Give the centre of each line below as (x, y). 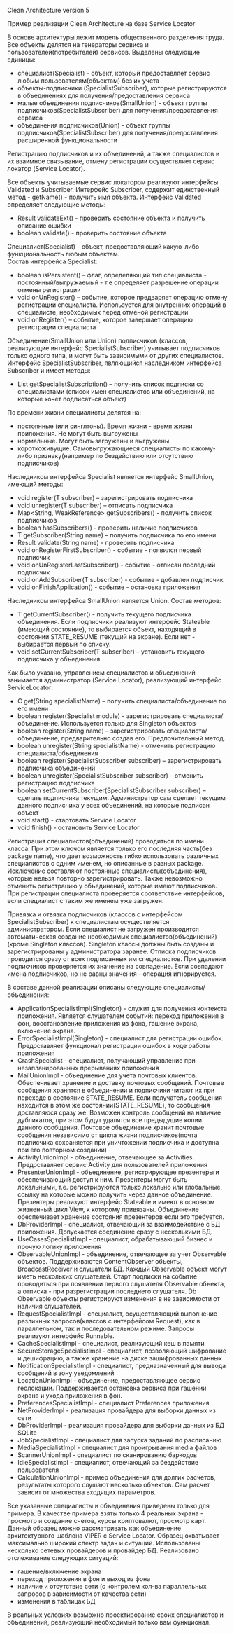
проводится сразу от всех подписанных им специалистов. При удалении (117, 959)
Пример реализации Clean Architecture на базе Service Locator (101, 23)
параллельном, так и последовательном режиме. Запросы (106, 1328)
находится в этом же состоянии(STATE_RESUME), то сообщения (114, 1105)
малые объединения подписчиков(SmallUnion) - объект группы (112, 103)
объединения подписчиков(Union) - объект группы (94, 125)
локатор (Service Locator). (46, 168)
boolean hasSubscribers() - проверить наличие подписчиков (107, 528)
